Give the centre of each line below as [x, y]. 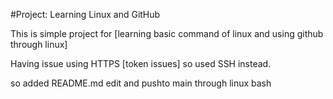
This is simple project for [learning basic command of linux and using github [167, 33]
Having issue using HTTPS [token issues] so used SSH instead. [141, 63]
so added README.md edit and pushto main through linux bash [141, 83]
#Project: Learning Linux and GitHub [85, 14]
